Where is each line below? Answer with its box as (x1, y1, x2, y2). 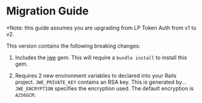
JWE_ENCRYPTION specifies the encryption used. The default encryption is (14, 84, 194, 92)
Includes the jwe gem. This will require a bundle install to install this (14, 54, 188, 61)
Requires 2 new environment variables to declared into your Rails (14, 72, 177, 79)
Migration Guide (6, 4, 89, 18)
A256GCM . (14, 91, 36, 98)
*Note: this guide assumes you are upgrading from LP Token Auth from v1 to (6, 24, 197, 31)
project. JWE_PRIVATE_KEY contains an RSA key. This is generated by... (14, 78, 187, 86)
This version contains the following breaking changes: (6, 42, 140, 49)
